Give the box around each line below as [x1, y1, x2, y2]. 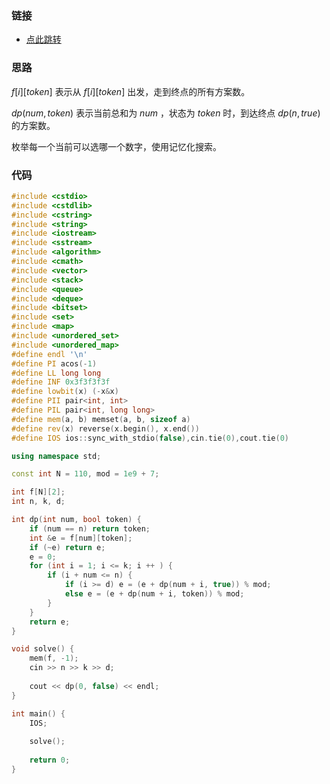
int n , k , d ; [11, 497, 66, 507]
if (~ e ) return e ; [29, 542, 106, 552]
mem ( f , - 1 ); [29, 653, 79, 664]
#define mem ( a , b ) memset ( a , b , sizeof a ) [11, 414, 191, 424]
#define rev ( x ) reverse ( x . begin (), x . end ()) [11, 423, 200, 434]
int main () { [11, 708, 66, 719]
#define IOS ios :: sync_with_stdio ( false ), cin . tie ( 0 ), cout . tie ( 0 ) [11, 433, 290, 443]
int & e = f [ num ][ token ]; [29, 533, 133, 543]
